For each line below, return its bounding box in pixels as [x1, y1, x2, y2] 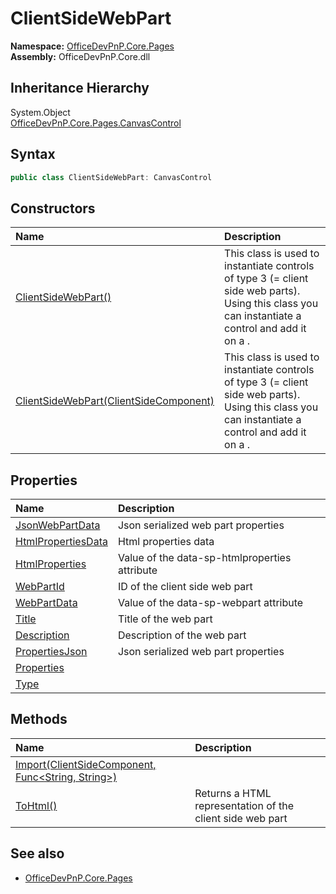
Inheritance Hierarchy [10, 80, 150, 97]
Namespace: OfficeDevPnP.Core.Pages [10, 40, 175, 52]
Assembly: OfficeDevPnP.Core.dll [10, 50, 151, 62]
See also [10, 845, 65, 862]
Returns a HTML [194, 786, 272, 800]
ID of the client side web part [117, 580, 253, 594]
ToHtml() [15, 798, 58, 812]
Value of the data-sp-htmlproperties [117, 551, 292, 565]
